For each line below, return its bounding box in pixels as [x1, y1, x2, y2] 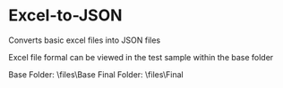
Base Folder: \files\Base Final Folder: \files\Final [8, 68, 184, 80]
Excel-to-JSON [8, 5, 123, 26]
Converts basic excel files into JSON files [8, 35, 161, 45]
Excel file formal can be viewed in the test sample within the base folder [8, 52, 274, 62]
